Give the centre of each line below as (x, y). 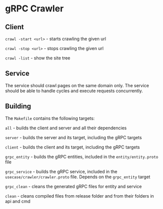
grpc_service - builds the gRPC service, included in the (61, 171)
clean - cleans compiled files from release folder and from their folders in (80, 196)
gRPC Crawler (35, 9)
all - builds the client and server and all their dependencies (66, 128)
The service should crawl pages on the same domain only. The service (77, 85)
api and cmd (18, 201)
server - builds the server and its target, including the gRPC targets (74, 137)
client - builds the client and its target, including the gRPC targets (73, 147)
